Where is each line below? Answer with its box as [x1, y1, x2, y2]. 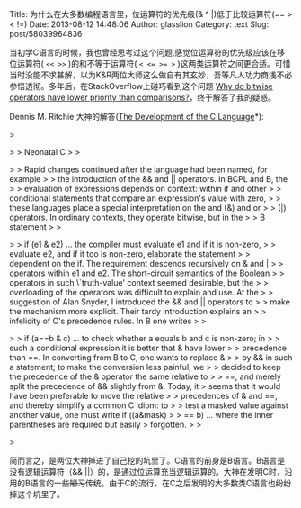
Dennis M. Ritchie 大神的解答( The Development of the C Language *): [9, 112, 264, 122]
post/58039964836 [9, 29, 83, 39]
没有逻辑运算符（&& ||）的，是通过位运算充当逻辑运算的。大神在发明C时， [9, 467, 285, 476]
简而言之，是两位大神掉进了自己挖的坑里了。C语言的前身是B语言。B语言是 [9, 455, 286, 466]
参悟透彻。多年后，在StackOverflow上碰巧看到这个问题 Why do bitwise [9, 81, 273, 91]
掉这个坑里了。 [9, 489, 65, 499]
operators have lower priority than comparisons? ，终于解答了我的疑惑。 [9, 92, 277, 103]
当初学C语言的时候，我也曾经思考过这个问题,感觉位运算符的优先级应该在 [9, 47, 278, 58]
